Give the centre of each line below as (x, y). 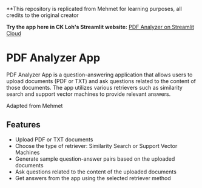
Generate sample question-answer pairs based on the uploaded (95, 159)
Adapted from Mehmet (35, 106)
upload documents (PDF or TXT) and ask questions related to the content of (101, 81)
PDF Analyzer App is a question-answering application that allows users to (99, 75)
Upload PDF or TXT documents (54, 139)
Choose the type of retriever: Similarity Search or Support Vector (96, 146)
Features (23, 125)
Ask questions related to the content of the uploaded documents (96, 172)
